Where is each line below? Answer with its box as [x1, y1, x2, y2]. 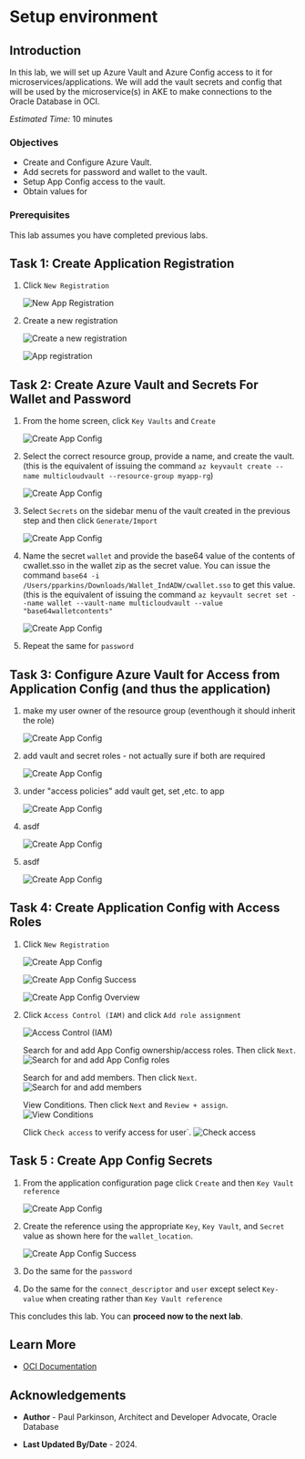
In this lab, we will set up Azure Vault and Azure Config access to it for [9, 67, 273, 77]
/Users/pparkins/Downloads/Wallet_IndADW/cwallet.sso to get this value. [22, 580, 296, 591]
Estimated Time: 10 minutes [9, 114, 114, 124]
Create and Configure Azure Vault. [22, 157, 152, 168]
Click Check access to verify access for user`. [22, 1126, 192, 1137]
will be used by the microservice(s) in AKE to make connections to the [9, 87, 272, 97]
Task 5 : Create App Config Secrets [9, 1153, 213, 1168]
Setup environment [9, 6, 158, 27]
